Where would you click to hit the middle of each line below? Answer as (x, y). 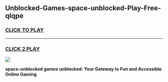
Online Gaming (21, 74)
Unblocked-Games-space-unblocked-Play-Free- (83, 8)
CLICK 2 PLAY (22, 49)
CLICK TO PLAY (24, 30)
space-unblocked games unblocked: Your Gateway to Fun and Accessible (83, 69)
